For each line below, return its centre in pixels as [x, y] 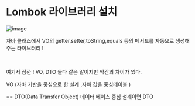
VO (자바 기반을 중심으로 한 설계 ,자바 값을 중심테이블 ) [69, 84]
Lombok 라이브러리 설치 [62, 12]
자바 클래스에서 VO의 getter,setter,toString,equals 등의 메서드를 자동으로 [90, 40]
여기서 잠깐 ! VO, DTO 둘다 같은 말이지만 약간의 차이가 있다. [74, 71]
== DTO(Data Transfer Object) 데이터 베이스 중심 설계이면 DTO [80, 97]
